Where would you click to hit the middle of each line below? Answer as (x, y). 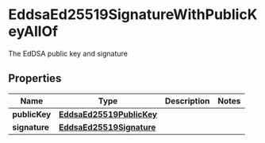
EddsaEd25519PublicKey (108, 114)
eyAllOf (33, 31)
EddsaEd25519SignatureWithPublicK (133, 15)
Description (187, 101)
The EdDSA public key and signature (68, 53)
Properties (35, 78)
